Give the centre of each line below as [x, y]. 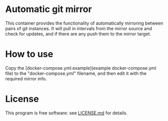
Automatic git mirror [49, 9]
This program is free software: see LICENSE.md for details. [66, 113]
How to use [29, 54]
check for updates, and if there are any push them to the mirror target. [78, 34]
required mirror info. [26, 78]
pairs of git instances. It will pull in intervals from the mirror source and [79, 28]
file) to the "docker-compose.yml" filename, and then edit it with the [76, 73]
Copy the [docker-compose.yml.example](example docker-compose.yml [81, 68]
